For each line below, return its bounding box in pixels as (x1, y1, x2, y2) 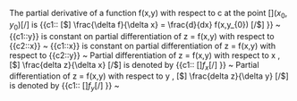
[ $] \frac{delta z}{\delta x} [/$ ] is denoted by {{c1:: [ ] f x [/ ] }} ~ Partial (9, 59, 259, 72)
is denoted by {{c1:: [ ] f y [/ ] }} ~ (9, 80, 120, 93)
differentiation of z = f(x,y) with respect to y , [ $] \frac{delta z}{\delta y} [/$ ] (9, 71, 289, 81)
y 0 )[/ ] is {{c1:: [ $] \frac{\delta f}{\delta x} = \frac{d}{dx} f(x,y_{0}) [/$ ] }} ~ (9, 19, 282, 32)
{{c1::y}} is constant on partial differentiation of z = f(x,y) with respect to (9, 30, 275, 41)
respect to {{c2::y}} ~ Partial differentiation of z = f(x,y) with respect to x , (9, 49, 280, 61)
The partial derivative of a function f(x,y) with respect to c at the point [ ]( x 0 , (9, 8, 288, 21)
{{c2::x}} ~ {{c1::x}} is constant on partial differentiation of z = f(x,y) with (9, 40, 276, 51)
